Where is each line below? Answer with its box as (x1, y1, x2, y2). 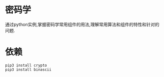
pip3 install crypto (5, 63, 48, 68)
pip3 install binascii (5, 67, 52, 72)
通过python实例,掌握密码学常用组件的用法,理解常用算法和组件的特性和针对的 (5, 21, 160, 27)
